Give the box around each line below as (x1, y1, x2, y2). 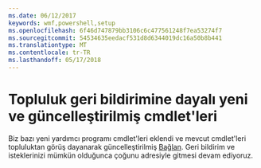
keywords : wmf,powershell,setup (8, 19, 115, 27)
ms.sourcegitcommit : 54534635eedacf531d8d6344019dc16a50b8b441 (8, 33, 223, 42)
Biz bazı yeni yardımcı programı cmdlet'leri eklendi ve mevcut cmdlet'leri (8, 133, 247, 143)
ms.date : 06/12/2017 (8, 11, 77, 20)
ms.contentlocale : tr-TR (8, 49, 91, 57)
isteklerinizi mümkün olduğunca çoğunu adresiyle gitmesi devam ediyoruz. (8, 150, 253, 160)
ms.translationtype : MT (8, 41, 88, 49)
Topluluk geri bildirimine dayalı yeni (8, 91, 248, 108)
